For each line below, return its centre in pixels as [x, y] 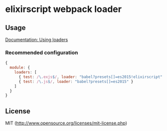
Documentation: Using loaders [37, 39]
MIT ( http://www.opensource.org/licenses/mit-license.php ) [66, 123]
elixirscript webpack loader [63, 9]
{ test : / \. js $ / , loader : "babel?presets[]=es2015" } [76, 81]
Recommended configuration [42, 52]
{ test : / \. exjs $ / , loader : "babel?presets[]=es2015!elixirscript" [91, 77]
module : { [20, 68]
